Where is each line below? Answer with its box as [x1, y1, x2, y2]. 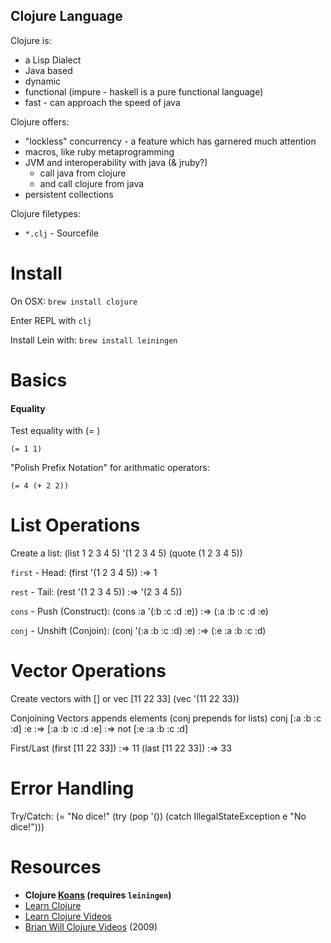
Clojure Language [10, 8, 123, 25]
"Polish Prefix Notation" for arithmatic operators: [10, 462, 210, 474]
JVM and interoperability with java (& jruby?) [24, 156, 208, 168]
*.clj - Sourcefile [24, 227, 99, 239]
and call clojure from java [39, 177, 145, 189]
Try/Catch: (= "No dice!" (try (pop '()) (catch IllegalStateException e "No [10, 810, 307, 822]
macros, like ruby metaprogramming [24, 145, 175, 158]
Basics [10, 369, 68, 391]
